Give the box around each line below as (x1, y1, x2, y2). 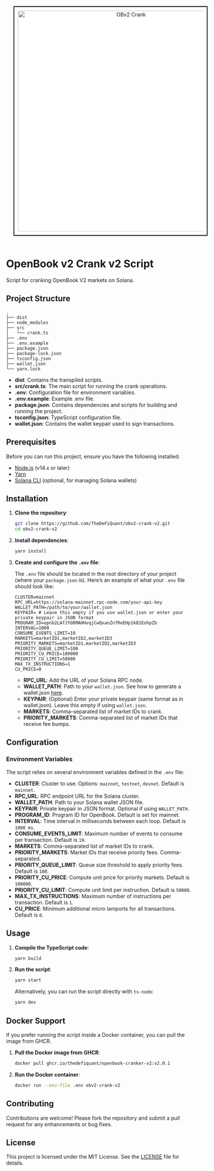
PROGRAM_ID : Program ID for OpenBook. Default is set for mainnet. (14, 811, 180, 818)
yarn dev (14, 1000, 36, 1006)
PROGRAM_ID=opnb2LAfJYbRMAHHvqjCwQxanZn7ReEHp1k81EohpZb (14, 620, 158, 626)
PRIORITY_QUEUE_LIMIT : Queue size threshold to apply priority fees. (14, 861, 184, 868)
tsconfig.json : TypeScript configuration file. (14, 414, 122, 421)
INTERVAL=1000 (14, 625, 49, 631)
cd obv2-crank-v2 (14, 526, 58, 532)
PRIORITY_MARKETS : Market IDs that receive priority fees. (14, 848, 159, 855)
